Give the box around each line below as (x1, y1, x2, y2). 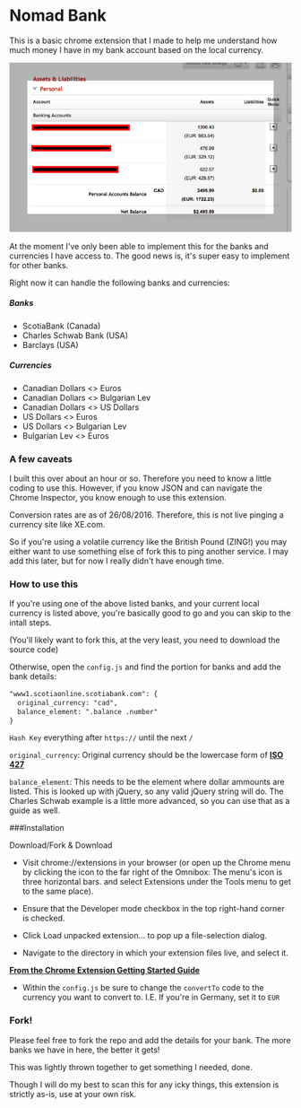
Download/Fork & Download (9, 840, 113, 851)
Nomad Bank (9, 5, 107, 26)
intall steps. (9, 617, 52, 628)
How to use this (9, 578, 79, 590)
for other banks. (9, 259, 69, 270)
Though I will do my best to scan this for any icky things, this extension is (9, 1078, 279, 1090)
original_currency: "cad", (17, 699, 118, 708)
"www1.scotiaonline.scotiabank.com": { (9, 690, 159, 699)
